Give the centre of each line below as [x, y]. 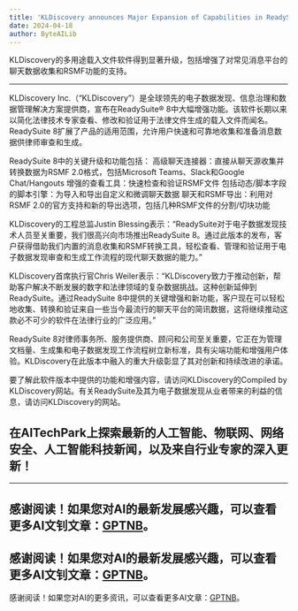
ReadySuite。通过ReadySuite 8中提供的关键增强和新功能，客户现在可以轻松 [147, 298]
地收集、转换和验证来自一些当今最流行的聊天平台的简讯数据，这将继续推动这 [149, 309]
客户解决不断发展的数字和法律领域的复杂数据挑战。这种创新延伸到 [137, 287]
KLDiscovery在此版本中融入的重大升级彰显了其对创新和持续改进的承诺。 [156, 361]
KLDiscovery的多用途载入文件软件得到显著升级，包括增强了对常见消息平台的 [149, 60]
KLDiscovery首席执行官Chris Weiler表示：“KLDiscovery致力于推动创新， [141, 276]
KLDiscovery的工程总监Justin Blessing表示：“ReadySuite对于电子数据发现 [144, 224]
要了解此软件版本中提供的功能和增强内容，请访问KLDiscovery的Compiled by [148, 380]
